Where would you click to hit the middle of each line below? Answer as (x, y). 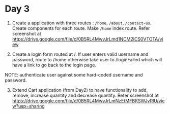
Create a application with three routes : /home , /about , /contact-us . (82, 23)
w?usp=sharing (29, 106)
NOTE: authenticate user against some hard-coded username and (74, 74)
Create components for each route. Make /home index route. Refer (81, 28)
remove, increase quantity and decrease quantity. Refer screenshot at (85, 95)
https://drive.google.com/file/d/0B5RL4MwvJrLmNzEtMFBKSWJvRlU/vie (88, 101)
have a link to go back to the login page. (54, 65)
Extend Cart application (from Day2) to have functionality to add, (80, 90)
